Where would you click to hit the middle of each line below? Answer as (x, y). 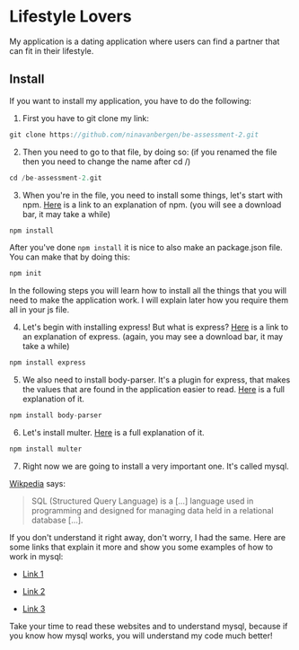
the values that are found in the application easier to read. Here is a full (154, 390)
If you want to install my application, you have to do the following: (130, 101)
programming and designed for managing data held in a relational (152, 510)
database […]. (57, 520)
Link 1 (33, 574)
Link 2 (34, 591)
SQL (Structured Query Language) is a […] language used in (142, 501)
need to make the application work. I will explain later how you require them (149, 300)
